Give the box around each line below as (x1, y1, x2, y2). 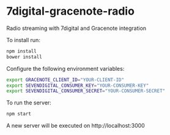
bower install (6, 54, 43, 60)
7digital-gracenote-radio (6, 4, 135, 18)
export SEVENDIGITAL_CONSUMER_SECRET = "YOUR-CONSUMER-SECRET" (6, 88, 166, 94)
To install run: (6, 36, 41, 43)
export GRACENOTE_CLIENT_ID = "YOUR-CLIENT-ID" (6, 76, 124, 83)
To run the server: (6, 99, 52, 106)
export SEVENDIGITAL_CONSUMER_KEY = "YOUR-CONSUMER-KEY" (6, 82, 149, 89)
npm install (6, 48, 37, 54)
